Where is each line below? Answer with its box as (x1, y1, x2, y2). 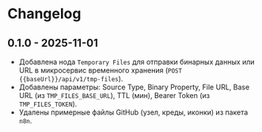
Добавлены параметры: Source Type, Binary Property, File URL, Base (18, 82, 250, 92)
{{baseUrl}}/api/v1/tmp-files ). (18, 74, 123, 83)
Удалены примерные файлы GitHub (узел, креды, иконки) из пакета (18, 107, 249, 117)
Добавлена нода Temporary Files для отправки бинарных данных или (18, 57, 255, 66)
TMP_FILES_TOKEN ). (18, 100, 78, 108)
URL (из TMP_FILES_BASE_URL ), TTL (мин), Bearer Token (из (18, 91, 211, 100)
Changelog (7, 5, 82, 23)
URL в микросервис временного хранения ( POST (18, 66, 183, 75)
